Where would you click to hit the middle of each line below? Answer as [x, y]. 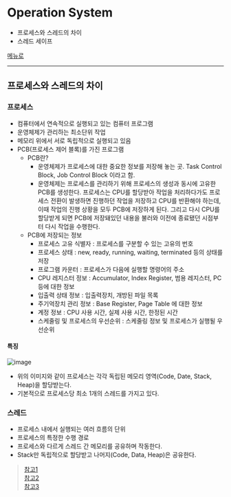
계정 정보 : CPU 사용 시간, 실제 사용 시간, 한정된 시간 [108, 312]
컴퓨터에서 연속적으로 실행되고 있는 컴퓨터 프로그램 [85, 123]
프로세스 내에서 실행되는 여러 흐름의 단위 [71, 429]
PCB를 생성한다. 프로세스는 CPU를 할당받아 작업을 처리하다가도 [123, 192]
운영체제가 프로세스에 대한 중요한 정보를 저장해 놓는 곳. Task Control [130, 166]
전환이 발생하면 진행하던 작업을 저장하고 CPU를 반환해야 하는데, [136, 200]
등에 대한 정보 [56, 286]
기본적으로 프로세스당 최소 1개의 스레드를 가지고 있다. [88, 393]
